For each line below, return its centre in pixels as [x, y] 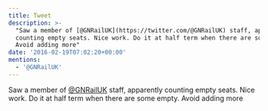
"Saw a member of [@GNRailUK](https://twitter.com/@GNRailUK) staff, [133, 30]
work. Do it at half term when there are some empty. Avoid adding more [126, 98]
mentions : [25, 60]
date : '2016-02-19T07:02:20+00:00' [67, 52]
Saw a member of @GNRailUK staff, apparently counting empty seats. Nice [132, 90]
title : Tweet [30, 15]
